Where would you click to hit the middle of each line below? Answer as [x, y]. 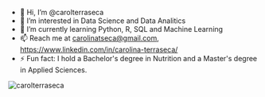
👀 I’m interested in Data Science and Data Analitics [103, 21]
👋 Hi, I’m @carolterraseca [62, 12]
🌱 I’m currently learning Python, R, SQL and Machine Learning [121, 29]
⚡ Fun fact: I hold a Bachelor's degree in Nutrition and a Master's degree [138, 58]
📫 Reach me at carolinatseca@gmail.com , [89, 38]
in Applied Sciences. [53, 70]
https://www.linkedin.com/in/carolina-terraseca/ [99, 49]
